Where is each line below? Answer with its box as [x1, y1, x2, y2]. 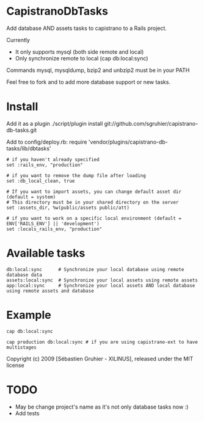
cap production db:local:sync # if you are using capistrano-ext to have [6, 339, 199, 345]
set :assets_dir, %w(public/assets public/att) [6, 205, 130, 211]
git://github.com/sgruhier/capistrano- [104, 120, 199, 127]
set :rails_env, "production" [6, 162, 84, 168]
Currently [6, 36, 31, 43]
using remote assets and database [6, 288, 95, 294]
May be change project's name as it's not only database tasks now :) [15, 403, 189, 410]
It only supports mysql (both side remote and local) [15, 48, 144, 56]
